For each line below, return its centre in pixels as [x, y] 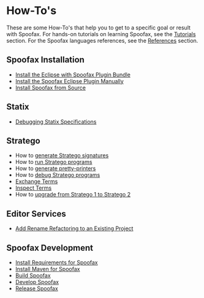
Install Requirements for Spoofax [56, 263]
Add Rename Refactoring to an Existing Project [74, 229]
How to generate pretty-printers [55, 168]
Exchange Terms [36, 182]
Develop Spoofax [37, 282]
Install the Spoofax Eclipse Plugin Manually [69, 81]
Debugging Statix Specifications [56, 121]
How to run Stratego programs [54, 162]
